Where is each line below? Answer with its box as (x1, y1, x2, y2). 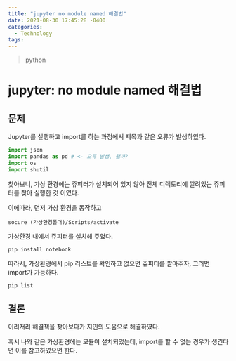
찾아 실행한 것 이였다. (20, 188, 79, 197)
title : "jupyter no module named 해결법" (8, 10, 127, 18)
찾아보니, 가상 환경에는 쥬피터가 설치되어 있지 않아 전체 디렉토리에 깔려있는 (8, 180, 213, 188)
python (25, 55, 46, 64)
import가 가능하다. (8, 268, 59, 276)
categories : (8, 23, 43, 30)
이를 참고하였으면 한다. (15, 346, 78, 355)
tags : (8, 37, 24, 44)
